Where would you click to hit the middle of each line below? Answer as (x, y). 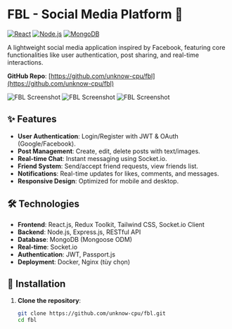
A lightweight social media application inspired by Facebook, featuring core (116, 47)
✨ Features (32, 119)
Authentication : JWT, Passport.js (66, 254)
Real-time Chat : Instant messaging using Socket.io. (92, 158)
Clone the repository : (49, 301)
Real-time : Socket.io (47, 247)
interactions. (25, 62)
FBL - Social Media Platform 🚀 (95, 14)
